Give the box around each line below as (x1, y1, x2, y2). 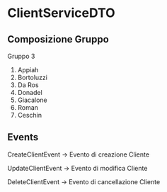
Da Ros (17, 81, 39, 89)
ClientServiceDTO (7, 5, 115, 21)
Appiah (17, 66, 39, 74)
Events (7, 131, 39, 143)
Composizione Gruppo (7, 33, 110, 45)
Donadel (17, 89, 42, 96)
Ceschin (17, 111, 42, 119)
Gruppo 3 (7, 52, 35, 60)
